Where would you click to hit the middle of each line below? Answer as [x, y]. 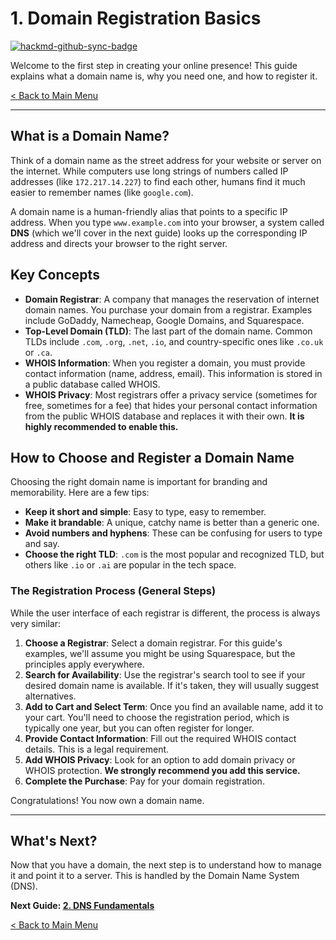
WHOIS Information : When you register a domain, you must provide [165, 363]
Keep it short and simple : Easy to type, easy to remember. [145, 512]
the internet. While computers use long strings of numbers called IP [149, 171]
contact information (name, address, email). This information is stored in [173, 373]
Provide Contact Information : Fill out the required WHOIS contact [160, 738]
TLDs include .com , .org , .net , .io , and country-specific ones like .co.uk [174, 341]
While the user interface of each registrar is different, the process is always [165, 613]
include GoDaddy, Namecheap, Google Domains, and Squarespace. [164, 320]
